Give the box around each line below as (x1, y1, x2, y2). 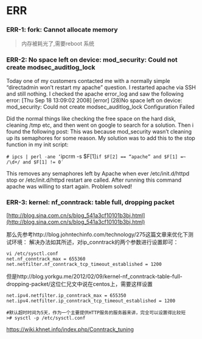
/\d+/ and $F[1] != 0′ (6, 159, 64, 165)
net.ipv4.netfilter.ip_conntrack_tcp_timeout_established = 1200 (6, 298, 175, 304)
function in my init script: (6, 141, 69, 148)
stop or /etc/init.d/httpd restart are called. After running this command (6, 176, 182, 184)
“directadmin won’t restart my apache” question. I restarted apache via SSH (6, 84, 196, 91)
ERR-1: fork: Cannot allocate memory (6, 26, 118, 34)
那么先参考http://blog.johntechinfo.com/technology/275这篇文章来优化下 (6, 231, 189, 238)
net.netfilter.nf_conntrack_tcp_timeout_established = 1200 (6, 262, 162, 268)
